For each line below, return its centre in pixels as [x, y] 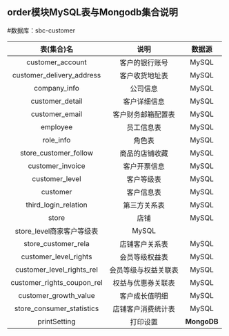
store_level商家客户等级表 [57, 231]
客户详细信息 [144, 101]
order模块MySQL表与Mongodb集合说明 [92, 12]
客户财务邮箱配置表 [144, 114]
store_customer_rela [57, 243]
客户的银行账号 [144, 62]
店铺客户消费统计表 [144, 308]
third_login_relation [57, 205]
